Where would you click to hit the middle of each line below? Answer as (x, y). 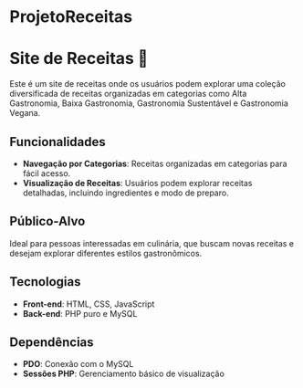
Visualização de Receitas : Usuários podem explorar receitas (137, 183)
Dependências (52, 342)
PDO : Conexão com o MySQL (78, 364)
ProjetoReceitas (71, 17)
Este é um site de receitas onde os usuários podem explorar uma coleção (147, 84)
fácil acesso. (47, 173)
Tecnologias (45, 282)
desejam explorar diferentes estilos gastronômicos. (106, 253)
